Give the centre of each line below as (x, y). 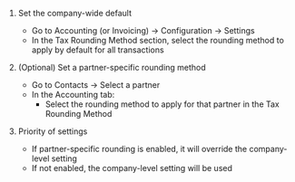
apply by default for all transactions (98, 50)
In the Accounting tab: (73, 95)
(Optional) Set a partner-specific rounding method (112, 67)
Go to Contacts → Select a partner (96, 85)
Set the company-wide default (74, 13)
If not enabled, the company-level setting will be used (132, 168)
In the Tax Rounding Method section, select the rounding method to (157, 40)
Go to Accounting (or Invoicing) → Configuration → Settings (143, 30)
